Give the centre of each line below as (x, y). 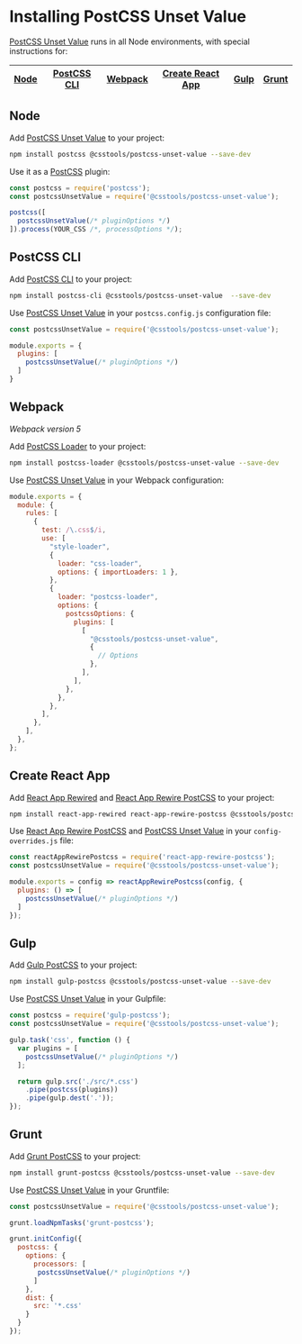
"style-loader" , (80, 547)
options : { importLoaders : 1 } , (118, 572)
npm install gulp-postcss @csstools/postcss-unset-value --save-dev (140, 982)
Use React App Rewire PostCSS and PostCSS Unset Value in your (130, 831)
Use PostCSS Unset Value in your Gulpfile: (88, 999)
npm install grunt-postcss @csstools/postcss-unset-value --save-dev (142, 1173)
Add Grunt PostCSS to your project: (75, 1156)
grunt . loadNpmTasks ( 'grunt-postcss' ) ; (82, 1222)
